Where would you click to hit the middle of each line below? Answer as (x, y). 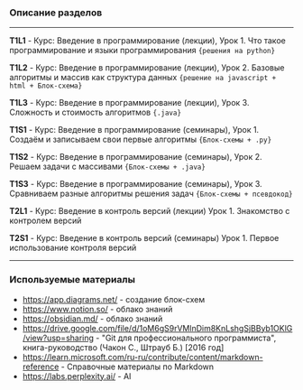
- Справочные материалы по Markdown (138, 367)
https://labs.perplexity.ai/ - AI (77, 376)
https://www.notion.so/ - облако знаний (97, 309)
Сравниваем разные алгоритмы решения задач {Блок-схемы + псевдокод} (151, 194)
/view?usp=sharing (58, 338)
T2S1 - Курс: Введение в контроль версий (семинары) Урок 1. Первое (144, 238)
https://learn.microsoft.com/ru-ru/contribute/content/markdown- (142, 357)
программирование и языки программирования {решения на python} (142, 51)
